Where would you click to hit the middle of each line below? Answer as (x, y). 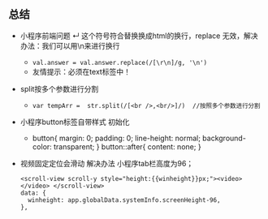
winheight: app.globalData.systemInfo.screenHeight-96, (124, 200)
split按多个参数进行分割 (59, 88)
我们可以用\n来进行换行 (81, 45)
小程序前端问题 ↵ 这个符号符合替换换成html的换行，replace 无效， (132, 36)
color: (42, 146)
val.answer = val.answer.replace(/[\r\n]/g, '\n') (120, 62)
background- (224, 138)
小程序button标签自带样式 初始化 (75, 122)
